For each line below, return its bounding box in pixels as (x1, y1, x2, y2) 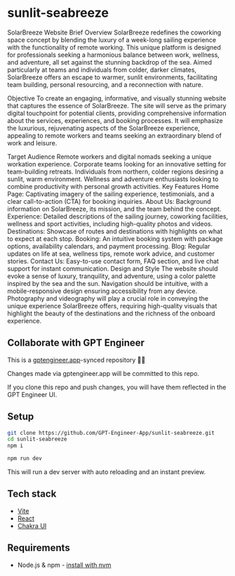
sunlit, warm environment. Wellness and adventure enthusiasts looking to (7, 174, 219, 183)
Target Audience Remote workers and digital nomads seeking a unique (7, 152, 212, 161)
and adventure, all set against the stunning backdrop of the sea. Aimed (7, 58, 213, 66)
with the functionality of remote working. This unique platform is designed (7, 43, 221, 51)
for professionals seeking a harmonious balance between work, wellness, (7, 51, 220, 59)
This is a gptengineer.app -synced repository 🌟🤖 (7, 355, 146, 364)
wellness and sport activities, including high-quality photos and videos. (7, 219, 213, 228)
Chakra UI (17, 521, 47, 530)
